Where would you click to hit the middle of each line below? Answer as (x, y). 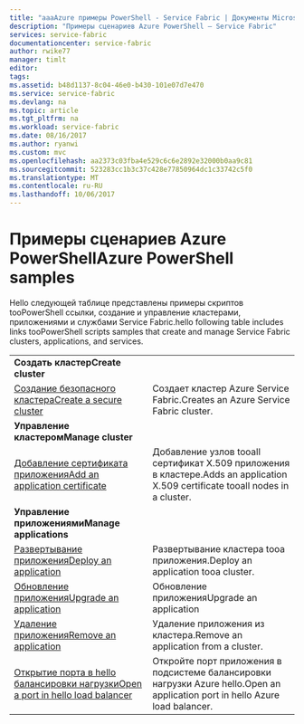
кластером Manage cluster (73, 437)
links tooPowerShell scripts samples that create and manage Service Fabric (150, 331)
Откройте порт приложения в (217, 661)
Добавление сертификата (71, 462)
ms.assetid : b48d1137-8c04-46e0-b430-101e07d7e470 (107, 85)
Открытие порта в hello (65, 672)
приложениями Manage (67, 523)
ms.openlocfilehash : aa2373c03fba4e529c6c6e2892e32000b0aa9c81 (131, 161)
